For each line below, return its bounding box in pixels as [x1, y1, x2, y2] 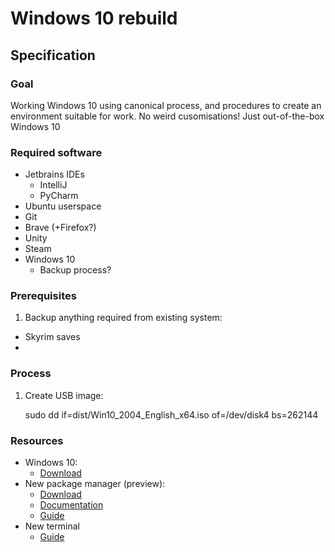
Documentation [39, 499, 104, 511]
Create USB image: [24, 389, 104, 401]
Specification [10, 47, 96, 64]
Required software [10, 145, 103, 159]
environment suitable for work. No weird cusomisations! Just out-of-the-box [10, 110, 325, 122]
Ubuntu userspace [24, 200, 102, 212]
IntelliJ [39, 179, 68, 191]
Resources [10, 433, 64, 447]
